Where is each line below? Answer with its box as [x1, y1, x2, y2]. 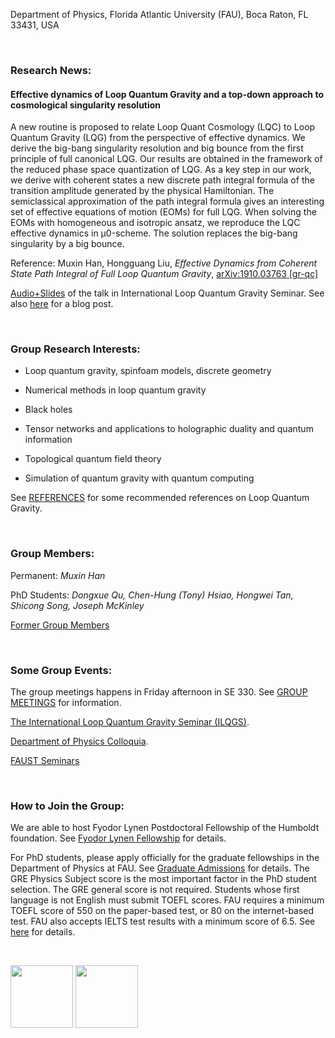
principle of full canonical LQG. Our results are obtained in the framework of [10, 153, 323, 165]
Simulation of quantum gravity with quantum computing [24, 472, 255, 484]
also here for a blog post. [10, 298, 114, 310]
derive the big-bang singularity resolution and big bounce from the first [10, 142, 304, 154]
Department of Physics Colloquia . [10, 735, 149, 748]
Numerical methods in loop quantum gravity [24, 384, 207, 396]
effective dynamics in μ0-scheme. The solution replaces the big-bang [10, 227, 298, 239]
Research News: [10, 63, 92, 77]
